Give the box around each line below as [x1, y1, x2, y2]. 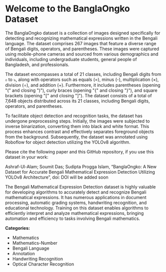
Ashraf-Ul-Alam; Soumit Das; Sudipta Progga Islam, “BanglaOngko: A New [5, 163, 157, 169]
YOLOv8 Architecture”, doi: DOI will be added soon [5, 174, 109, 180]
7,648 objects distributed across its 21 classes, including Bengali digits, [5, 98, 150, 104]
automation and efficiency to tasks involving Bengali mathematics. [5, 215, 140, 221]
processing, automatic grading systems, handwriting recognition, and [5, 200, 147, 205]
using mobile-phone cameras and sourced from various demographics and [5, 51, 159, 57]
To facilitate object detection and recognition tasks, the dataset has [5, 113, 143, 119]
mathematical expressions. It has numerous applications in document [5, 194, 147, 200]
